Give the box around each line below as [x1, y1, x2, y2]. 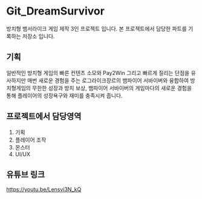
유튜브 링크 [6, 169, 45, 180]
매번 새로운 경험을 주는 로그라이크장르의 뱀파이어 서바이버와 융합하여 [27, 77, 189, 84]
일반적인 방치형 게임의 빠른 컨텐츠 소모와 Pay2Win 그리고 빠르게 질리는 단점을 [6, 69, 190, 76]
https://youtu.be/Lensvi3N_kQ [6, 186, 82, 193]
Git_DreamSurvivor [6, 4, 105, 18]
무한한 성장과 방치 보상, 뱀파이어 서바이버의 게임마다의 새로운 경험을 [32, 84, 192, 91]
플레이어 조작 [15, 136, 47, 143]
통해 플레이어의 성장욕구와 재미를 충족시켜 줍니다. [6, 92, 123, 99]
